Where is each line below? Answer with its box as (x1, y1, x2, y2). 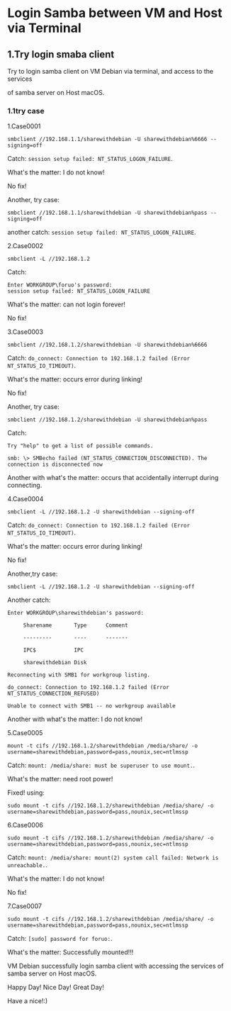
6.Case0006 (7, 821, 44, 830)
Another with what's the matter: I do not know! (7, 715, 143, 724)
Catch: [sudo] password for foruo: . (7, 934, 113, 943)
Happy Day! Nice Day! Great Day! (7, 983, 104, 992)
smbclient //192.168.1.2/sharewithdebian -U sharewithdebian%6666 (7, 342, 208, 349)
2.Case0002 (7, 242, 44, 250)
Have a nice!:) (7, 997, 48, 1005)
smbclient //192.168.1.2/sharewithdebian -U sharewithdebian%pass (7, 416, 208, 423)
